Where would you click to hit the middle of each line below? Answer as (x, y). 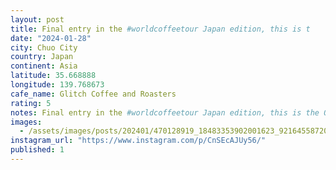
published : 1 (37, 150)
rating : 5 (31, 103)
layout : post (37, 19)
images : (26, 122)
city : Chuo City (44, 47)
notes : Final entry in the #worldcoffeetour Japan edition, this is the (165, 112)
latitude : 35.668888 (53, 76)
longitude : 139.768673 (57, 85)
